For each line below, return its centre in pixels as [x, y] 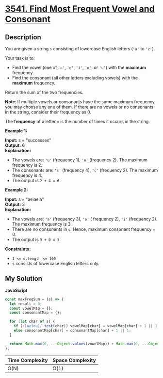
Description [23, 37]
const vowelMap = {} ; [31, 308]
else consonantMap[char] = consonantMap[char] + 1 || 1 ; [73, 331]
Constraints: [18, 249]
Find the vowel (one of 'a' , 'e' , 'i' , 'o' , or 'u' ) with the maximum [79, 67]
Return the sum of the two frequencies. [44, 92]
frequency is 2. [27, 165]
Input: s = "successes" [28, 140]
